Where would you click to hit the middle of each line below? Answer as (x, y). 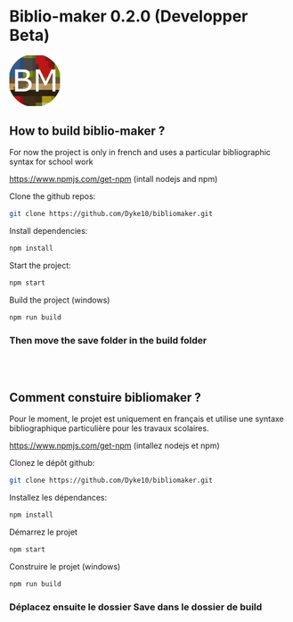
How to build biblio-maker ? (87, 131)
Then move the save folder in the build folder (108, 340)
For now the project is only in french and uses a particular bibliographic (140, 153)
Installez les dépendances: (58, 497)
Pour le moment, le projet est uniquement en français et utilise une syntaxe (146, 419)
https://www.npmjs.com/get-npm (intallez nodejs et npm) (114, 446)
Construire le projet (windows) (65, 566)
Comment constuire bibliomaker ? (106, 398)
